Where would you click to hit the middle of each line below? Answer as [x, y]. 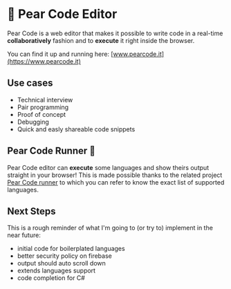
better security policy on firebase [64, 256]
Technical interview [45, 100]
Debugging [33, 122]
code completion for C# [51, 278]
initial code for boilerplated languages [71, 249]
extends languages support [56, 271]
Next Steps [31, 211]
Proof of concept [41, 114]
